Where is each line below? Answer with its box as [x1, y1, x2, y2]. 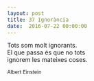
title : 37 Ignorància [7, 16, 69, 23]
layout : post [7, 10, 45, 17]
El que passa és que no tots [7, 48, 86, 56]
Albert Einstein [7, 69, 42, 76]
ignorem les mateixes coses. [7, 56, 88, 64]
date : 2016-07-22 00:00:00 [7, 22, 88, 29]
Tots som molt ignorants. [7, 42, 78, 50]
